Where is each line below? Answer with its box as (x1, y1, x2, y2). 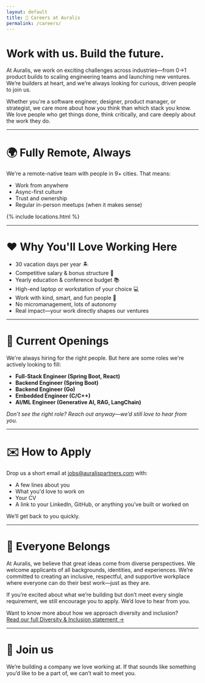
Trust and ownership (15, 195, 68, 202)
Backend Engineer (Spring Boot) (15, 379, 99, 387)
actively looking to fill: (6, 361, 62, 368)
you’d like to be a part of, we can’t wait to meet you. (6, 669, 136, 677)
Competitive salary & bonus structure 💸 (15, 270, 114, 277)
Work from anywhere (15, 182, 69, 189)
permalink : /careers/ (6, 20, 62, 26)
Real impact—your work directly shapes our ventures (15, 307, 149, 315)
